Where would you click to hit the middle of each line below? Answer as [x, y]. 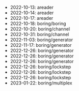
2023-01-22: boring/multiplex [41, 83]
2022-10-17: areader [32, 18]
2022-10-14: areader [32, 13]
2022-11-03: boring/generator [42, 40]
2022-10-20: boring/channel [40, 29]
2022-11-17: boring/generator [41, 45]
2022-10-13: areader [32, 7]
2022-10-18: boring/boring [38, 23]
